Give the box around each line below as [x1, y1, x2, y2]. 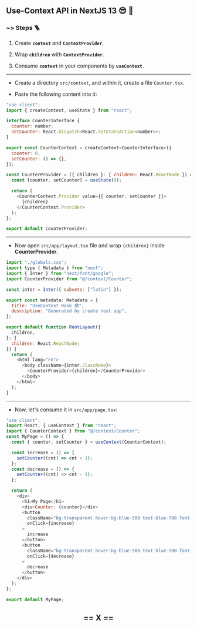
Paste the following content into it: [14, 90, 97, 98]
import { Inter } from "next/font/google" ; [6, 271, 114, 277]
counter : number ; [11, 123, 54, 129]
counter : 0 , [11, 150, 41, 156]
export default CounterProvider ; [6, 226, 88, 232]
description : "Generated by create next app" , [11, 308, 127, 314]
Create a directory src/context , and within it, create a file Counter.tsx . [14, 79, 185, 86]
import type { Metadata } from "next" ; [6, 265, 104, 271]
